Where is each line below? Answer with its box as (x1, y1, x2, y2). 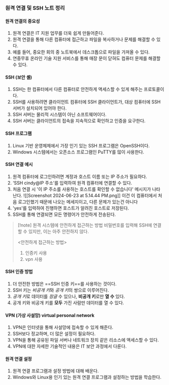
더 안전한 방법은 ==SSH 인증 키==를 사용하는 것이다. (12, 281, 117, 287)
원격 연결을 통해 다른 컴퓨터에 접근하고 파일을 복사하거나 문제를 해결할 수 (12, 36, 155, 42)
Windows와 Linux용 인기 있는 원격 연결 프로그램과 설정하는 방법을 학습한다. (12, 374, 161, 380)
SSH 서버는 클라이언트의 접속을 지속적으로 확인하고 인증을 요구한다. (12, 118, 146, 124)
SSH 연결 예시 (5, 161, 33, 168)
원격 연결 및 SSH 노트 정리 (5, 4, 65, 11)
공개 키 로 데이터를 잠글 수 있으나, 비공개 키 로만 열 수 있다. (12, 293, 125, 299)
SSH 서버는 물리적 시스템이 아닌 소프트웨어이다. (12, 112, 107, 118)
